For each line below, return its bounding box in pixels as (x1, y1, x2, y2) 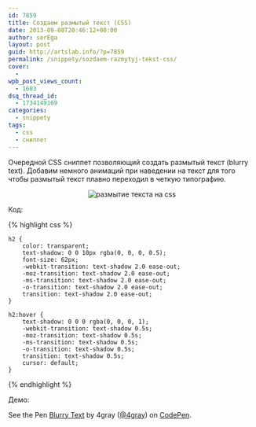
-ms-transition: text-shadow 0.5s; (22, 338, 139, 346)
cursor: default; (22, 359, 79, 366)
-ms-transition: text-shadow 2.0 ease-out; (22, 276, 167, 284)
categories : (8, 107, 47, 115)
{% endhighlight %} (8, 379, 72, 389)
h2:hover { (8, 311, 44, 318)
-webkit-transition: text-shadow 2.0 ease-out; (22, 263, 181, 271)
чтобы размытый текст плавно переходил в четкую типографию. (8, 174, 226, 183)
